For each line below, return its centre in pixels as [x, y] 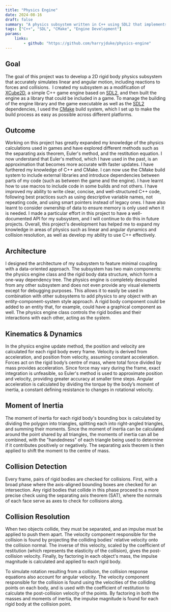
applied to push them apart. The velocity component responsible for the [81, 534]
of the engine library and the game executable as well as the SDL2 [75, 103]
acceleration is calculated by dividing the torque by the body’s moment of [82, 384]
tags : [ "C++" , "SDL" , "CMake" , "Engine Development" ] [64, 29]
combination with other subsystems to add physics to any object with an [81, 296]
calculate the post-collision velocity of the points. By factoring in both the [82, 593]
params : [13, 34]
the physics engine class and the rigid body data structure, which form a [81, 275]
